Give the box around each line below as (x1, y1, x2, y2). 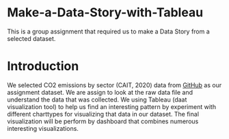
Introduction (7, 59, 79, 74)
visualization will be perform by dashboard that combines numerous (7, 117, 199, 125)
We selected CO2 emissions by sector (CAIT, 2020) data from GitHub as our (7, 80, 222, 89)
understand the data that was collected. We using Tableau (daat (7, 95, 187, 104)
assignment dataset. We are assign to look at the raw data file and (7, 88, 193, 96)
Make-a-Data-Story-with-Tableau (7, 5, 204, 20)
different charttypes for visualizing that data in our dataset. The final (7, 110, 200, 118)
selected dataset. (7, 34, 56, 42)
